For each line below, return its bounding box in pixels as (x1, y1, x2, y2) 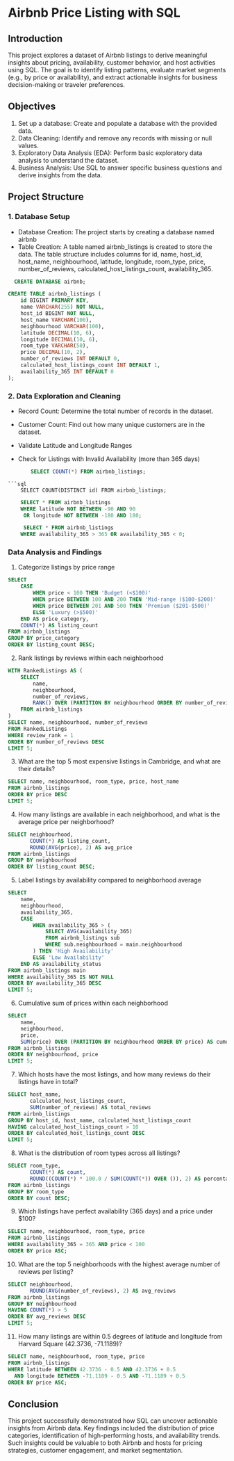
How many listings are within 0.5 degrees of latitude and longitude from (17, 1332, 223, 1341)
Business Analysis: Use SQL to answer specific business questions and (17, 163, 222, 172)
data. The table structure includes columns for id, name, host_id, (17, 250, 203, 258)
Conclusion (8, 1398, 59, 1410)
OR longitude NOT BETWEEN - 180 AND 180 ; (23, 512, 142, 519)
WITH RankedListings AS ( (8, 668, 83, 675)
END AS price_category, (20, 615, 90, 622)
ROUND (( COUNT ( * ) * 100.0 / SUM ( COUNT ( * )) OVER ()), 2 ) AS (29, 1175, 201, 1182)
